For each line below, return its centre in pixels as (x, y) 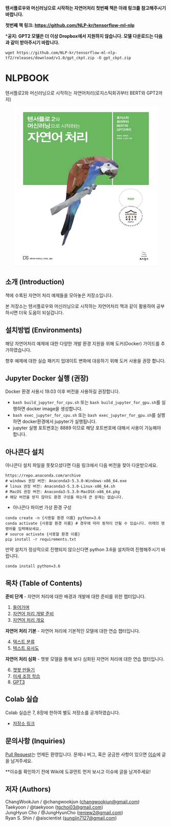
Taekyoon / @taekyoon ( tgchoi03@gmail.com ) (54, 807)
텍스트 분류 (24, 642)
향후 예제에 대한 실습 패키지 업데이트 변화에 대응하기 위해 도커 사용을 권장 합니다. (86, 361)
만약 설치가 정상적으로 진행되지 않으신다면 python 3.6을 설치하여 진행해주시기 (83, 550)
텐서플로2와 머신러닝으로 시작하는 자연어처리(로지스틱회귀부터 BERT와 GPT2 (82, 93)
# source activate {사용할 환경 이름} (43, 534)
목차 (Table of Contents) (44, 583)
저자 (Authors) (28, 789)
